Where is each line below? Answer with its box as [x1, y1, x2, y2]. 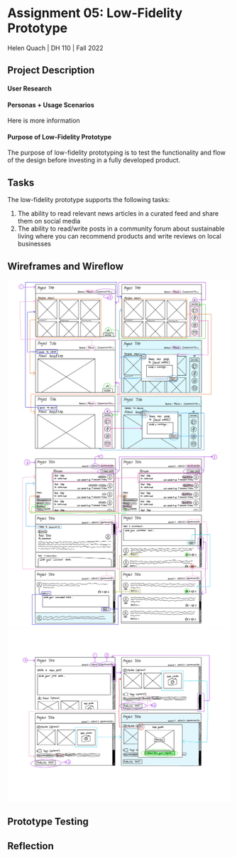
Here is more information [7, 116, 80, 125]
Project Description [7, 64, 95, 76]
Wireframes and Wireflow [7, 260, 124, 272]
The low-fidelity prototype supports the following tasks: [7, 196, 170, 204]
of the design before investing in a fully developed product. [7, 156, 181, 164]
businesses [17, 240, 52, 248]
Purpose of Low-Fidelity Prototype [7, 132, 112, 141]
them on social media [17, 217, 81, 226]
